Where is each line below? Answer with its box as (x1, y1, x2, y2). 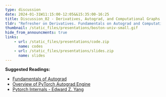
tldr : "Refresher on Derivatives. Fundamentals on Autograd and (5, 21, 140, 26)
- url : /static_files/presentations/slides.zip (14, 48, 114, 53)
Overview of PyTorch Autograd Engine (12, 81, 90, 87)
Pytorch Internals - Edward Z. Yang (12, 87, 84, 93)
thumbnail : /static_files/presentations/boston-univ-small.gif (5, 26, 138, 31)
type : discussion (5, 7, 41, 12)
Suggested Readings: (5, 66, 50, 72)
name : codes (18, 44, 43, 49)
